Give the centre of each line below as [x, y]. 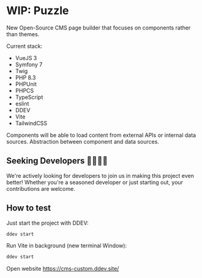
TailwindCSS [31, 123]
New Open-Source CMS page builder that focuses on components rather [99, 28]
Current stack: [24, 46]
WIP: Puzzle [38, 11]
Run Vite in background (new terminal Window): [67, 245]
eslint [22, 103]
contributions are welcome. [41, 188]
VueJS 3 [26, 58]
